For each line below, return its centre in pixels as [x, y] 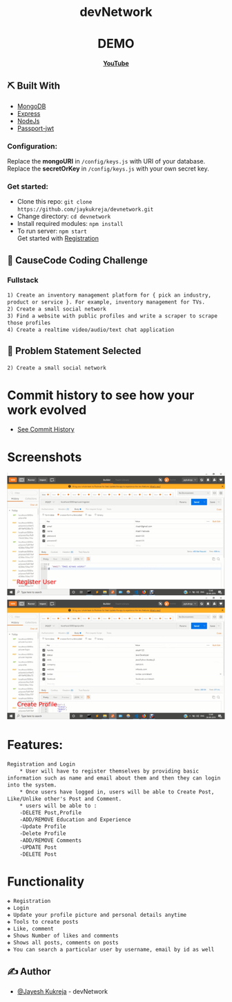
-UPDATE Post [38, 847]
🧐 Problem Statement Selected [74, 351]
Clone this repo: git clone [55, 202]
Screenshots [45, 457]
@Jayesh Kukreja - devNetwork [62, 992]
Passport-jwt [36, 128]
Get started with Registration [58, 238]
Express [29, 113]
